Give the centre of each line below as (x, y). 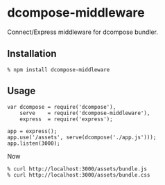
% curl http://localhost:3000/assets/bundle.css (79, 175)
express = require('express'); (66, 119)
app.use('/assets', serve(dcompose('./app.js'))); (82, 137)
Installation (32, 54)
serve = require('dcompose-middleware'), (85, 113)
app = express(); (32, 131)
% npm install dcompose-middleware (59, 70)
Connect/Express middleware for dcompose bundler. (82, 32)
